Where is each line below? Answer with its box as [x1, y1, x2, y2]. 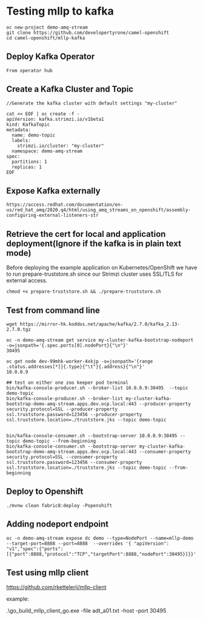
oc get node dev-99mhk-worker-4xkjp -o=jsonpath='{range [6, 358, 153, 364]
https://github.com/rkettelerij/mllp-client [6, 584, 107, 591]
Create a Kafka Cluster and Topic [6, 84, 134, 95]
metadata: [6, 126, 32, 133]
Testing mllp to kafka [6, 4, 114, 18]
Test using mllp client [6, 568, 89, 578]
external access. [6, 277, 48, 284]
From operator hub [6, 67, 53, 73]
